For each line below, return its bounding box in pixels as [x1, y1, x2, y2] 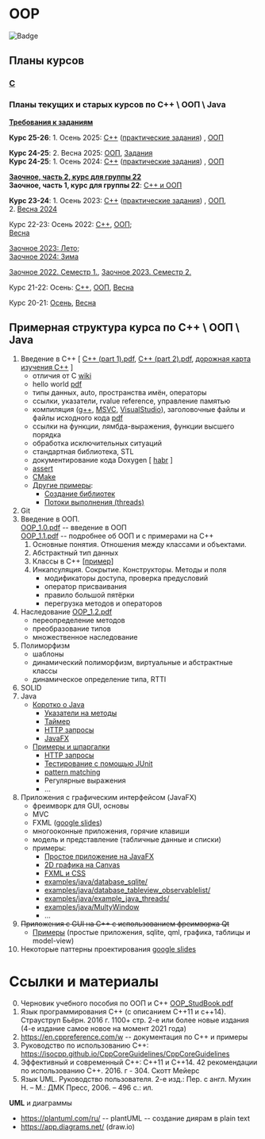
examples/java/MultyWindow [44, 902, 140, 912]
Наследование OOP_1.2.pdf [20, 607, 113, 617]
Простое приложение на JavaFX [44, 852, 154, 861]
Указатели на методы [44, 708, 117, 718]
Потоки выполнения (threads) [44, 498, 145, 507]
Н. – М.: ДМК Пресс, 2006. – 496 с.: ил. [20, 1083, 154, 1092]
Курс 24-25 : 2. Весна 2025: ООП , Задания [9, 148, 153, 157]
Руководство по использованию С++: [20, 1041, 149, 1050]
